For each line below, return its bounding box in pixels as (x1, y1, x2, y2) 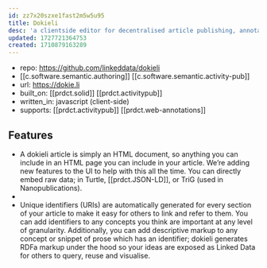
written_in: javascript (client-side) (19, 97, 130, 107)
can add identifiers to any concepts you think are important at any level (19, 216, 253, 227)
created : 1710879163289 (8, 41, 87, 49)
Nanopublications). (19, 183, 83, 192)
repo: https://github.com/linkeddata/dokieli (19, 63, 161, 72)
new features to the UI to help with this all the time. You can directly (19, 166, 242, 176)
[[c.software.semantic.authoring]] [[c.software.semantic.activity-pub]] (19, 72, 250, 81)
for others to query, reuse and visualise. (19, 251, 151, 260)
